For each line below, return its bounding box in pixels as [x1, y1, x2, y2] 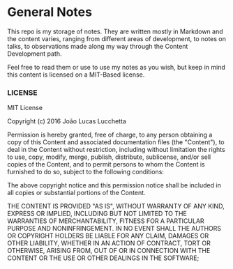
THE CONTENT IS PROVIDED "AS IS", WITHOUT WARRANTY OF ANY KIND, [7, 202, 225, 210]
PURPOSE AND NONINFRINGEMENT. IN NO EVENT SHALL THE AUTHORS [7, 224, 222, 233]
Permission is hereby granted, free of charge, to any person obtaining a [7, 130, 213, 139]
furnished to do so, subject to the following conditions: [7, 168, 164, 176]
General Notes [7, 4, 93, 20]
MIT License [7, 104, 43, 112]
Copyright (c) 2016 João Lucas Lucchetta [7, 117, 127, 125]
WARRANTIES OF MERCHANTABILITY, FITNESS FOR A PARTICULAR [7, 217, 204, 225]
